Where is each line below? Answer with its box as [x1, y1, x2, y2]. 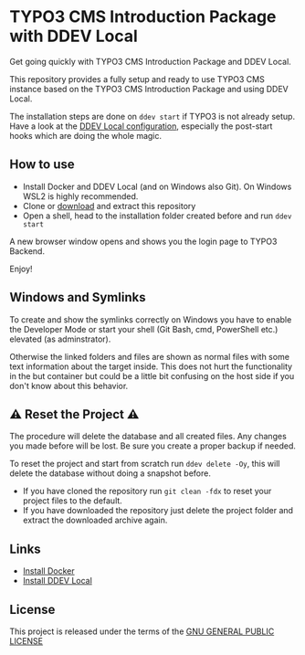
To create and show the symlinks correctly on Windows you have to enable [9, 313, 292, 325]
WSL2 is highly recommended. [22, 190, 139, 202]
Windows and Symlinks [9, 290, 146, 305]
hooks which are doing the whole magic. [9, 130, 163, 141]
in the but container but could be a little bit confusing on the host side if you [9, 370, 295, 381]
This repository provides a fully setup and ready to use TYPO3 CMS [9, 73, 265, 84]
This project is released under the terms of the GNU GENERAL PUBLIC [9, 626, 275, 637]
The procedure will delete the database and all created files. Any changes [9, 431, 288, 442]
